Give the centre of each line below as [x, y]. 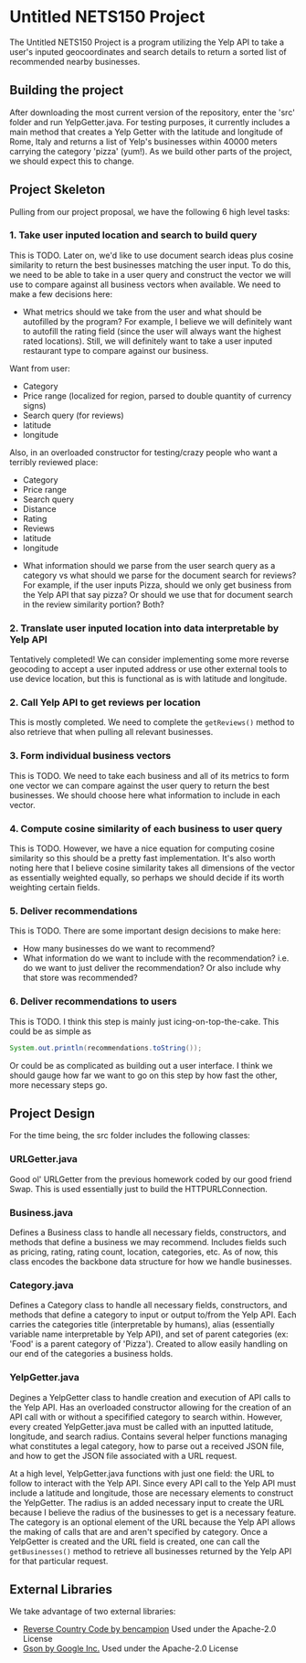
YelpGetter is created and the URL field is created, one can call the [135, 1541]
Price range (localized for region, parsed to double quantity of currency [157, 396]
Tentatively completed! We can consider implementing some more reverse [149, 659]
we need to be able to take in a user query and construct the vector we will [150, 274]
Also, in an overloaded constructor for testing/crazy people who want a [144, 452]
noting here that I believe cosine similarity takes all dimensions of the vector [152, 868]
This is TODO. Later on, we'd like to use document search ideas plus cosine [152, 255]
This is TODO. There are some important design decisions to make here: [145, 931]
